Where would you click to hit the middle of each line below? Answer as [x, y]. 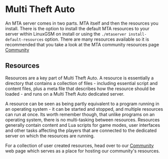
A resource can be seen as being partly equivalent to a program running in [82, 104]
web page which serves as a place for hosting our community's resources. [82, 151]
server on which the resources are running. [50, 136]
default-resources [24, 39]
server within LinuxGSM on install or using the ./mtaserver [66, 34]
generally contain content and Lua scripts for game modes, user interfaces [83, 125]
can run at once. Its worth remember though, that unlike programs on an [80, 114]
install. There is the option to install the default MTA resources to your [77, 28]
